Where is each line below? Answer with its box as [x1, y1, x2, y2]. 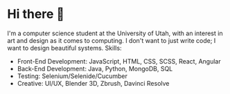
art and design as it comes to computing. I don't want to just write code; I [7, 36, 216, 44]
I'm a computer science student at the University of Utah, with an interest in [7, 29, 223, 37]
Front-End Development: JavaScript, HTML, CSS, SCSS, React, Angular [17, 57, 221, 65]
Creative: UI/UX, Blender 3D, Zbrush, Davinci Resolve [17, 79, 170, 87]
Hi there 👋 [7, 6, 64, 22]
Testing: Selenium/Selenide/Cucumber [17, 72, 128, 80]
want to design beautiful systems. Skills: [7, 44, 123, 52]
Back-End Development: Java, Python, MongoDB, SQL [17, 64, 173, 73]
